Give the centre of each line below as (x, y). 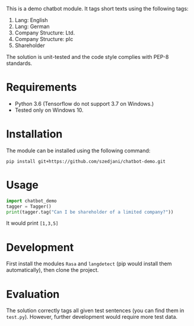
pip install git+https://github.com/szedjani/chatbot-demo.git (86, 161)
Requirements (42, 87)
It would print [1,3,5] (32, 223)
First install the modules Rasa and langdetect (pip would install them (89, 264)
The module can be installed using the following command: (78, 151)
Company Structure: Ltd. (45, 33)
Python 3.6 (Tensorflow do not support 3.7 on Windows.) (84, 104)
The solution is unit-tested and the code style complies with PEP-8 (88, 57)
